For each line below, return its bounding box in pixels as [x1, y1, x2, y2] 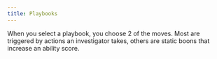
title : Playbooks [7, 10, 58, 17]
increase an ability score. [7, 44, 80, 52]
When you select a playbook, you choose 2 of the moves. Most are [7, 29, 200, 37]
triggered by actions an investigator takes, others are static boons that [7, 36, 210, 45]
